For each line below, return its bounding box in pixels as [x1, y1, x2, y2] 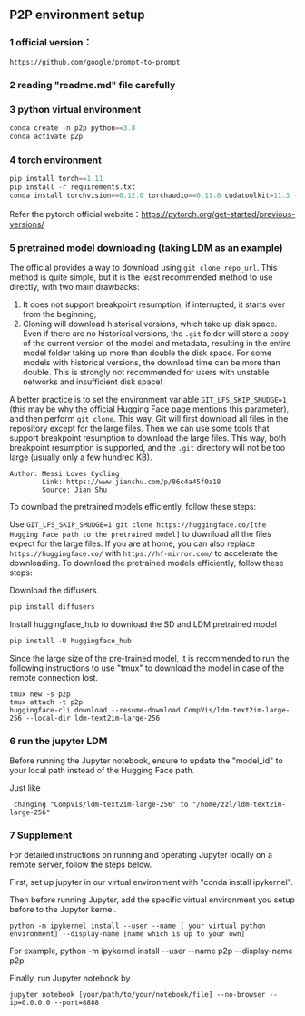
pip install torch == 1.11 [9, 174, 103, 183]
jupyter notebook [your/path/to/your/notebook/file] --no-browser [9, 991, 266, 1000]
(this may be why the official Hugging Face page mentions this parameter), [9, 403, 290, 414]
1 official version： [9, 36, 93, 49]
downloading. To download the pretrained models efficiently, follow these [9, 557, 284, 568]
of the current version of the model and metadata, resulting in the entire [22, 337, 291, 348]
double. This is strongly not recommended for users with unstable [22, 366, 270, 377]
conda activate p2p [9, 132, 84, 141]
